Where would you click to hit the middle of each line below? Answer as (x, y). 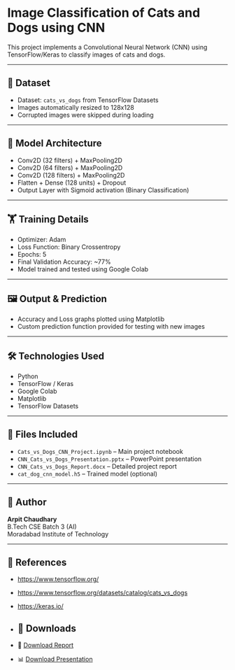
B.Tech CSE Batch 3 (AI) (42, 527)
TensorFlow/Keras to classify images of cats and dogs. (86, 55)
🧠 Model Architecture (55, 144)
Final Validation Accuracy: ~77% (64, 262)
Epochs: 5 (32, 255)
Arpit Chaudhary (32, 519)
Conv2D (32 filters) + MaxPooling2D (70, 160)
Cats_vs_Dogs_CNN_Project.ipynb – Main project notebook (100, 451)
